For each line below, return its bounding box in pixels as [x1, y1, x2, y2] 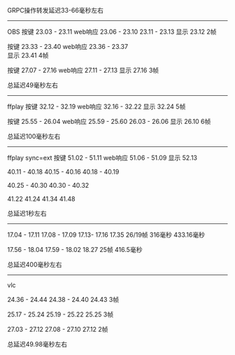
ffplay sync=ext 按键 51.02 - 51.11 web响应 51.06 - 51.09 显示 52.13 [7, 153, 198, 162]
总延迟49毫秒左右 [7, 81, 58, 89]
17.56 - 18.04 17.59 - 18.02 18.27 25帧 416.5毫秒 [7, 246, 143, 253]
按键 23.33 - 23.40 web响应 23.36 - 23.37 [7, 43, 128, 50]
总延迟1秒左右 [7, 209, 47, 217]
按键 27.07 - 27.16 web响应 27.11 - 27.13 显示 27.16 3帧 [7, 66, 159, 74]
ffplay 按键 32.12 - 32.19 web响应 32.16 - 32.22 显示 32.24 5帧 [7, 102, 186, 111]
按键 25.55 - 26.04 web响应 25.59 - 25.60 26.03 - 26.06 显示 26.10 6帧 [7, 118, 211, 125]
